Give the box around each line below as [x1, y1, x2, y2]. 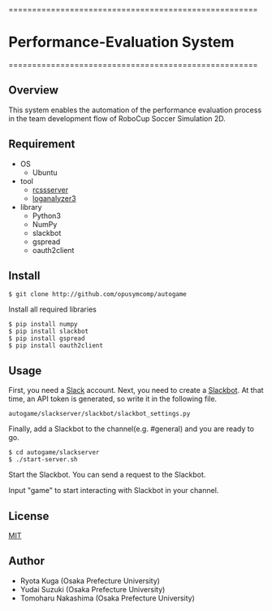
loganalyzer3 [32, 193, 76, 203]
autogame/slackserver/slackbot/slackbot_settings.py [8, 410, 191, 418]
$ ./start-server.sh [8, 456, 79, 464]
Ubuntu [32, 168, 58, 177]
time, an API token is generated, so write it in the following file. [8, 394, 218, 404]
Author [8, 554, 45, 568]
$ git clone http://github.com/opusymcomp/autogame [8, 290, 187, 299]
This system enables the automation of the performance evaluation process [8, 105, 262, 115]
